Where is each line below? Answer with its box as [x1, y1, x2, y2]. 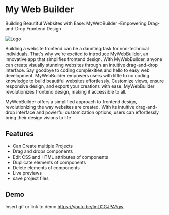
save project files [12, 175, 49, 181]
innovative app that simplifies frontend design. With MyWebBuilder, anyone [5, 56, 162, 62]
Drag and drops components [12, 148, 73, 155]
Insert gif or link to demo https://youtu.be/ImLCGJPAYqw [5, 203, 124, 209]
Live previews [12, 170, 42, 176]
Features [5, 130, 34, 138]
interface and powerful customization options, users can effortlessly [16, 109, 159, 115]
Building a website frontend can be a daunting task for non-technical [5, 45, 149, 51]
